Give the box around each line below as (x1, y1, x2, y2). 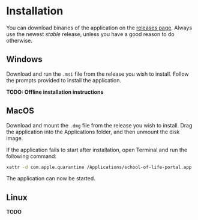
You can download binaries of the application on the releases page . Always (6, 24, 193, 31)
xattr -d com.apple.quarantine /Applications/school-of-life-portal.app (6, 164, 192, 170)
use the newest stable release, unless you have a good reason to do (6, 30, 175, 37)
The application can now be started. (6, 175, 96, 182)
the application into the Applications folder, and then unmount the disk (6, 128, 180, 135)
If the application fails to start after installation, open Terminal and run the (6, 146, 188, 153)
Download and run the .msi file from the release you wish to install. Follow (6, 70, 189, 78)
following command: (6, 152, 57, 160)
